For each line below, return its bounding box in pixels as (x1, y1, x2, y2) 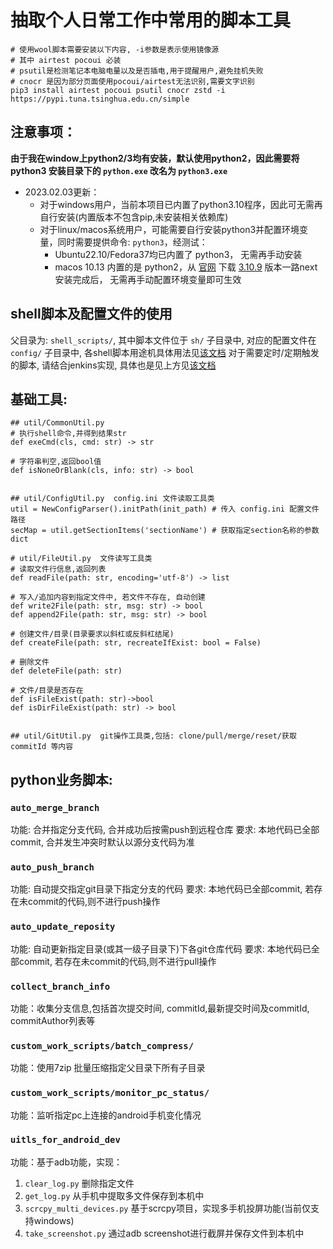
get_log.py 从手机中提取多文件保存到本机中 (24, 1189, 205, 1201)
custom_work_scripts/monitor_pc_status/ (10, 1087, 210, 1099)
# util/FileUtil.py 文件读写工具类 (10, 554, 153, 564)
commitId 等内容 (10, 742, 74, 752)
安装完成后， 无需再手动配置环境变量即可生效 (54, 273, 242, 285)
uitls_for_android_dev (10, 1134, 121, 1146)
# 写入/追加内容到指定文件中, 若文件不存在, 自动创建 (10, 592, 206, 603)
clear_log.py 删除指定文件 (24, 1177, 135, 1189)
